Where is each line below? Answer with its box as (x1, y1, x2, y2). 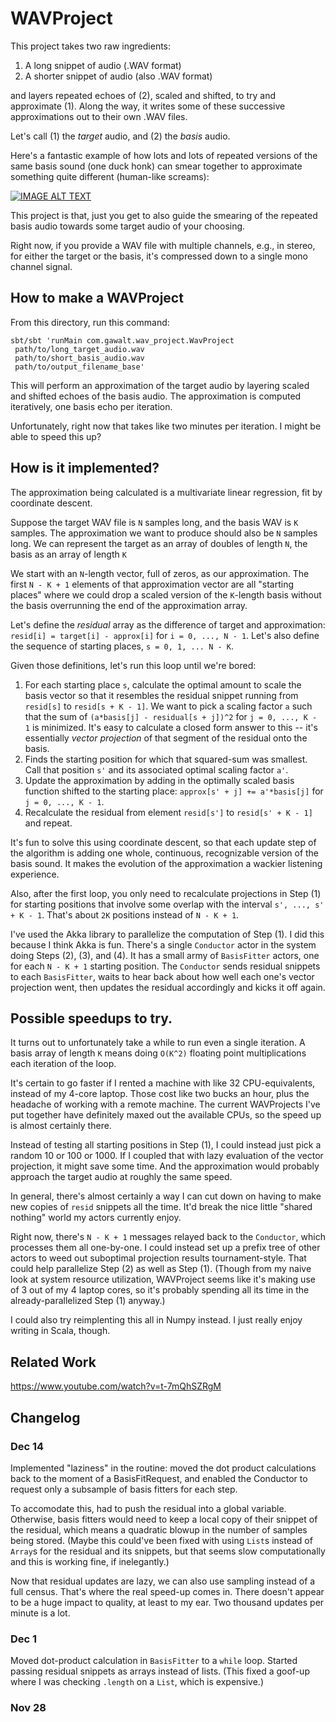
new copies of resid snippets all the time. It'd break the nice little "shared (10, 1201, 313, 1213)
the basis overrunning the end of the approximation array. (10, 599, 248, 611)
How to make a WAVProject (10, 290, 184, 307)
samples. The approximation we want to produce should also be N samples (10, 527, 318, 539)
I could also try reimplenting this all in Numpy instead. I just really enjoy (10, 1314, 303, 1326)
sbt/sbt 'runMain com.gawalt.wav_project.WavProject (10, 335, 235, 346)
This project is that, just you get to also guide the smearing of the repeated (10, 209, 318, 221)
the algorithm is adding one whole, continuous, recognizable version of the (10, 847, 320, 859)
